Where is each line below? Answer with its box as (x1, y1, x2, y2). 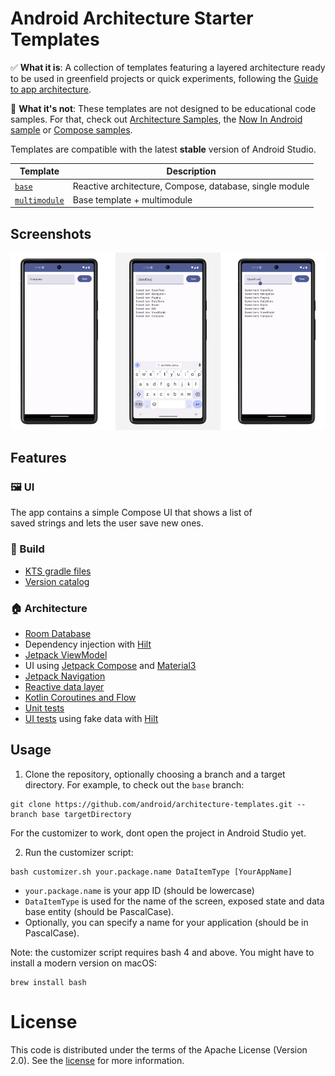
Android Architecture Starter (10, 7, 254, 30)
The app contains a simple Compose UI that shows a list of (10, 507, 253, 519)
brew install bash (10, 977, 87, 987)
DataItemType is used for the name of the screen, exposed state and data (24, 895, 325, 907)
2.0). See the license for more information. (10, 1054, 185, 1066)
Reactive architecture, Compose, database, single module (72, 180, 310, 192)
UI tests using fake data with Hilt (24, 713, 159, 725)
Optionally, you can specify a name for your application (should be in (24, 916, 309, 928)
